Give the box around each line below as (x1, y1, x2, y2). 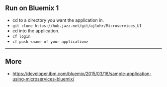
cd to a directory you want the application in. (12, 17, 104, 23)
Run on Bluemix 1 (5, 4, 59, 12)
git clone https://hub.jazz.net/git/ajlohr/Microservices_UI (12, 23, 142, 28)
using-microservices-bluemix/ (12, 76, 75, 82)
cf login (12, 34, 31, 39)
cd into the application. (12, 27, 60, 34)
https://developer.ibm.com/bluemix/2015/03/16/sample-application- (12, 71, 152, 77)
